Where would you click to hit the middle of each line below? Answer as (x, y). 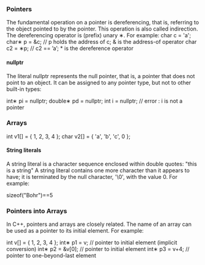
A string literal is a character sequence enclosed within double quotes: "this (102, 164)
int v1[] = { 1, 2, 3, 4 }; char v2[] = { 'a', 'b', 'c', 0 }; (69, 136)
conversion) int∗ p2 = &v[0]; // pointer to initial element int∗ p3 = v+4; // (98, 249)
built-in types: (24, 89)
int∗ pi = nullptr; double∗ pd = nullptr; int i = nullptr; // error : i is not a (95, 101)
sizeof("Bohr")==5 (30, 195)
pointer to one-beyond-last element (51, 256)
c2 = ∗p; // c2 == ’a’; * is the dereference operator (70, 48)
